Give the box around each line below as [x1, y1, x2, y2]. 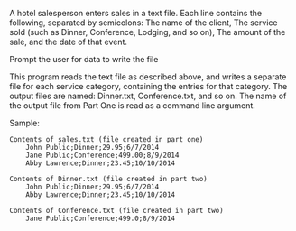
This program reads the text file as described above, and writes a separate [9, 71, 287, 82]
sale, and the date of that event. [9, 36, 128, 47]
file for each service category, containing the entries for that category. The [9, 81, 288, 91]
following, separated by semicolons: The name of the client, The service [9, 17, 278, 28]
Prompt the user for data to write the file [9, 54, 159, 64]
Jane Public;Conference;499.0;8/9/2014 [25, 214, 176, 223]
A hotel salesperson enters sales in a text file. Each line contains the [9, 8, 263, 18]
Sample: [9, 117, 41, 128]
